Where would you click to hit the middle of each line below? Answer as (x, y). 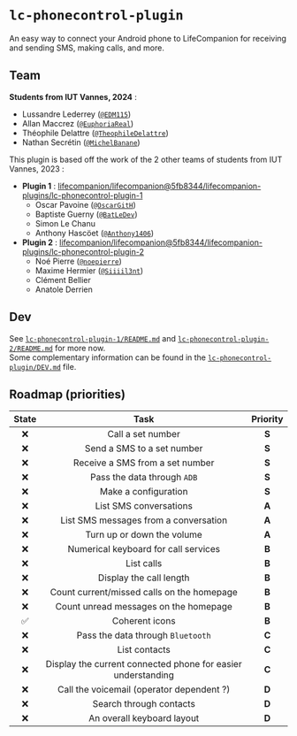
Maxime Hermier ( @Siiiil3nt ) (89, 270)
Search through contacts (144, 704)
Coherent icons (144, 621)
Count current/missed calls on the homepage (144, 593)
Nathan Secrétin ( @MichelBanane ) (81, 142)
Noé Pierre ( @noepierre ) (78, 261)
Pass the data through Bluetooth (144, 635)
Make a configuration (144, 492)
